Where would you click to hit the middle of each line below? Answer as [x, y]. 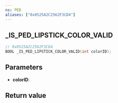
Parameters [24, 67]
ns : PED [13, 10]
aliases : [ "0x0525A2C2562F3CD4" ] [40, 15]
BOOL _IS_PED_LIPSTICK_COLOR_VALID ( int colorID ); [58, 52]
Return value [26, 96]
